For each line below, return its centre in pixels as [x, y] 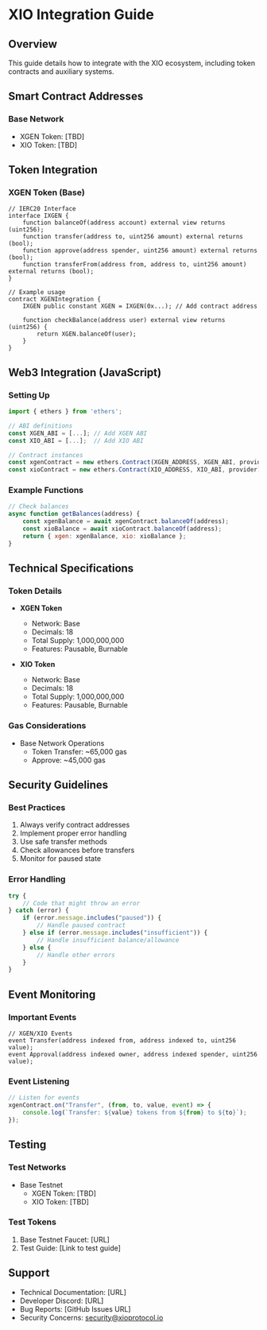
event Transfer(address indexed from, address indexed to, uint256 [122, 1041]
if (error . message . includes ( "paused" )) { [92, 918]
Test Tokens [33, 1222]
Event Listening [39, 1081]
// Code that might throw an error [81, 903]
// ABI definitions [41, 426]
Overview [33, 44]
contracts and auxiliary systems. [61, 72]
